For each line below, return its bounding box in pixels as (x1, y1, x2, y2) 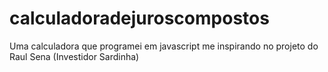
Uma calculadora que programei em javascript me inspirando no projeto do (9, 40, 319, 52)
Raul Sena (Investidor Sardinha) (9, 50, 140, 62)
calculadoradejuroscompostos (9, 7, 270, 30)
